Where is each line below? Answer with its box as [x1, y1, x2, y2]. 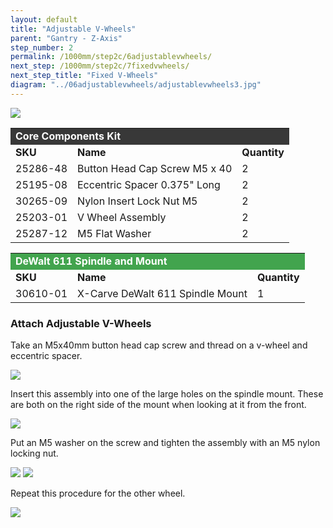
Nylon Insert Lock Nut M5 [77, 194, 198, 208]
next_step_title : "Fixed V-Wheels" [10, 71, 159, 81]
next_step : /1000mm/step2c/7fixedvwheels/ [10, 61, 190, 71]
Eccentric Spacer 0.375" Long [77, 177, 221, 191]
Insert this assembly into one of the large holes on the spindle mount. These [10, 388, 324, 400]
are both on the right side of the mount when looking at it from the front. [10, 399, 307, 411]
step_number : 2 [10, 42, 74, 53]
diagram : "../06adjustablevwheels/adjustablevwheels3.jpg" [10, 80, 262, 90]
